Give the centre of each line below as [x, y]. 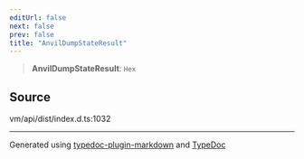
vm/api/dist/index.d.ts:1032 [60, 119]
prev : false [32, 34]
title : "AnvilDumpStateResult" [68, 43]
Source [30, 97]
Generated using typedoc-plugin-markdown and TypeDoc [118, 145]
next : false [32, 26]
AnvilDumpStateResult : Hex [84, 69]
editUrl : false [38, 18]
